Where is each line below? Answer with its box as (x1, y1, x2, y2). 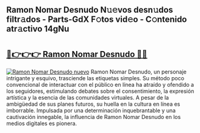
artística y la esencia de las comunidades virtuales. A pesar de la (6, 94, 170, 101)
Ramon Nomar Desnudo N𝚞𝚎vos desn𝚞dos (6, 5, 174, 15)
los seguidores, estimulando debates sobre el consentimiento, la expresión (6, 87, 195, 95)
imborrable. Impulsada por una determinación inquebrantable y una (6, 107, 176, 114)
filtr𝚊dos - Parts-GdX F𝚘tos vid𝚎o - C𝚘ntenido (6, 15, 187, 25)
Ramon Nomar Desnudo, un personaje (90, 68, 187, 75)
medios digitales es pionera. (6, 120, 77, 127)
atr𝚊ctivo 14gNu (6, 24, 70, 34)
